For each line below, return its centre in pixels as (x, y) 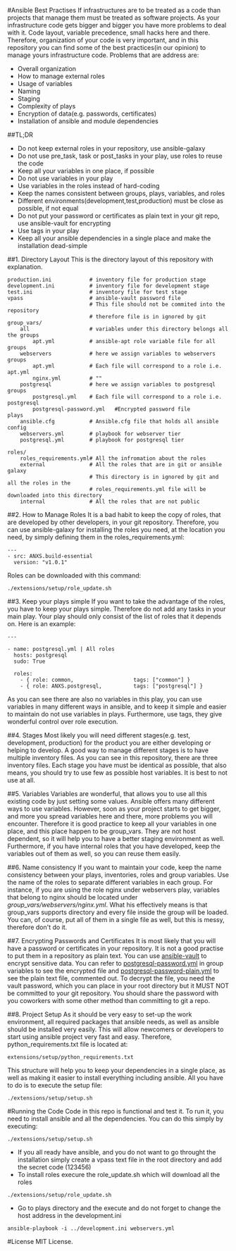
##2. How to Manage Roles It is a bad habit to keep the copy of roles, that (114, 515)
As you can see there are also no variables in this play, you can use (105, 699)
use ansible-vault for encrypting (64, 223)
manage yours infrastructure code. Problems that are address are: (103, 55)
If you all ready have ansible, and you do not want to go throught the (117, 1152)
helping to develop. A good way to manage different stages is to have (108, 750)
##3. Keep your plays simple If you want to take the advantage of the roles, (116, 601)
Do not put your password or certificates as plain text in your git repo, (118, 216)
